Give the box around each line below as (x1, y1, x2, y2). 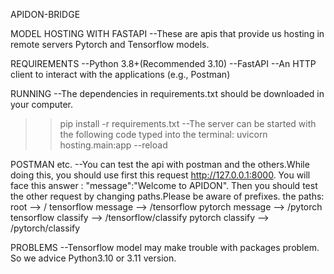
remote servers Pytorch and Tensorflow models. (10, 39, 210, 50)
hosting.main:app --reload (59, 139, 168, 151)
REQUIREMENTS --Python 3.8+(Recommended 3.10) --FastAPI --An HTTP (10, 58, 317, 69)
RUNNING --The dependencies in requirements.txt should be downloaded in (10, 88, 325, 99)
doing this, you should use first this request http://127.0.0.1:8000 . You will (10, 169, 311, 181)
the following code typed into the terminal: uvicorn (59, 129, 268, 140)
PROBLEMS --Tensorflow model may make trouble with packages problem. (10, 242, 320, 253)
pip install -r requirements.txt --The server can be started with (59, 118, 317, 129)
